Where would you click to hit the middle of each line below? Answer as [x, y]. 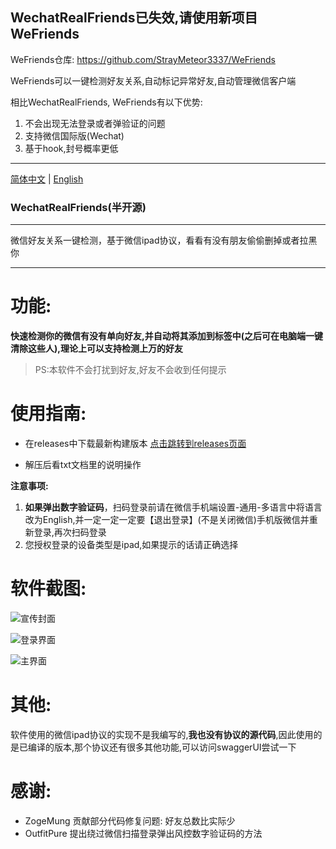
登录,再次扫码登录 [70, 532]
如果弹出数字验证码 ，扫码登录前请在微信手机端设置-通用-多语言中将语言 [173, 507]
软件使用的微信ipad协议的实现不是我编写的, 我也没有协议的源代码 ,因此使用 [162, 734]
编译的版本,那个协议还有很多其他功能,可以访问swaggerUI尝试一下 [162, 747]
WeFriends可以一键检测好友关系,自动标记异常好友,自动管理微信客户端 [153, 80]
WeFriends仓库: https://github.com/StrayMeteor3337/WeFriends [143, 59]
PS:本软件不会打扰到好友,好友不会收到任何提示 [130, 370]
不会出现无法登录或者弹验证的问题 [95, 123]
